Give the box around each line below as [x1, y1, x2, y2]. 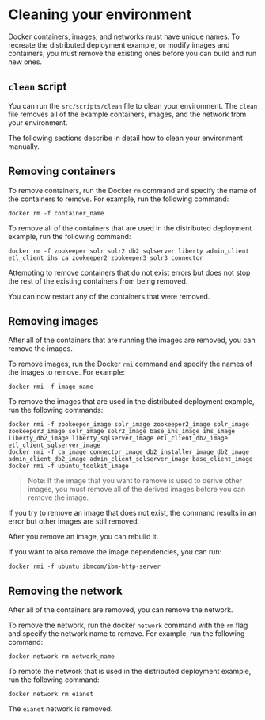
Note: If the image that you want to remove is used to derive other [27, 476, 243, 486]
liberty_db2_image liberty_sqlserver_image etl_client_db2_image [8, 434, 228, 443]
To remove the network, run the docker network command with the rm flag [8, 620, 248, 630]
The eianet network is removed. [8, 704, 113, 714]
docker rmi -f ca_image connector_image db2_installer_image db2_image [8, 448, 249, 456]
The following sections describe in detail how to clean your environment [8, 133, 244, 143]
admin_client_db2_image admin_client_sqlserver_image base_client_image [8, 455, 253, 463]
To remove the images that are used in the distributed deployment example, [8, 397, 255, 406]
